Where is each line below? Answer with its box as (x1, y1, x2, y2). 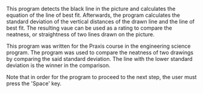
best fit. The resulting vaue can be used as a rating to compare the (6, 24, 172, 31)
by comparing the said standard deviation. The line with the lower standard (6, 56, 193, 62)
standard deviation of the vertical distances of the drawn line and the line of (6, 18, 195, 25)
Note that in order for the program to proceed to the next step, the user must (6, 74, 197, 80)
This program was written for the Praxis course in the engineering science (6, 42, 191, 50)
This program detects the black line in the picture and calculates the (6, 5, 176, 12)
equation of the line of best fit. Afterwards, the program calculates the (6, 11, 180, 19)
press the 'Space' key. (6, 80, 62, 87)
